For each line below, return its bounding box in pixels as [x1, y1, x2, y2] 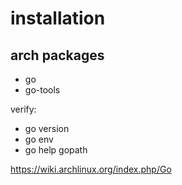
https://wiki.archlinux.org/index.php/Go [10, 163, 172, 175]
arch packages [10, 47, 105, 64]
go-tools [24, 84, 61, 96]
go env [24, 133, 54, 145]
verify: [10, 103, 37, 115]
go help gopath [24, 144, 88, 156]
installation [10, 7, 106, 30]
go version [24, 123, 70, 134]
